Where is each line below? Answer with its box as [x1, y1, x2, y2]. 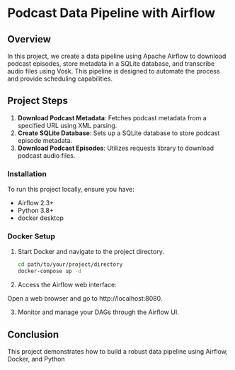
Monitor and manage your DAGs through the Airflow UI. [17, 308, 179, 316]
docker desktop [17, 214, 64, 222]
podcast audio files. [17, 151, 76, 160]
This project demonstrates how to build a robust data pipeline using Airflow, [7, 347, 228, 355]
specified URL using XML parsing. [17, 121, 117, 129]
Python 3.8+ [17, 207, 55, 215]
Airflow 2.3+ [17, 199, 55, 207]
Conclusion [7, 328, 59, 340]
